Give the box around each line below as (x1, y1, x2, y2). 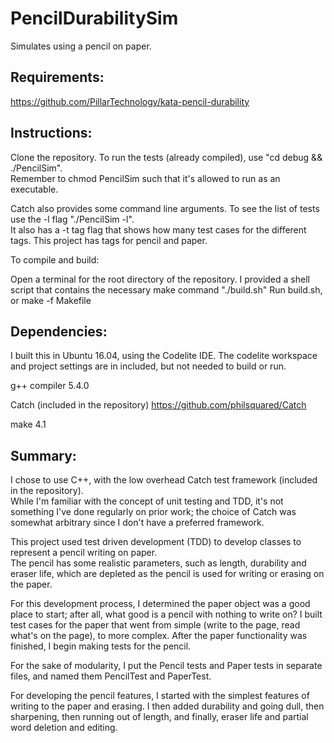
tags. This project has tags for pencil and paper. (10, 234, 208, 246)
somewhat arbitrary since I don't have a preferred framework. (10, 517, 265, 529)
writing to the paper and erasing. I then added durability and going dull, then (10, 700, 325, 712)
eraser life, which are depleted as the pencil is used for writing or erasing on (10, 568, 325, 580)
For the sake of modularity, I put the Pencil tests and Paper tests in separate (10, 660, 323, 672)
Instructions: (10, 125, 93, 142)
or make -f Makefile (10, 294, 92, 306)
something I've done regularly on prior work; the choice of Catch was (10, 506, 297, 518)
